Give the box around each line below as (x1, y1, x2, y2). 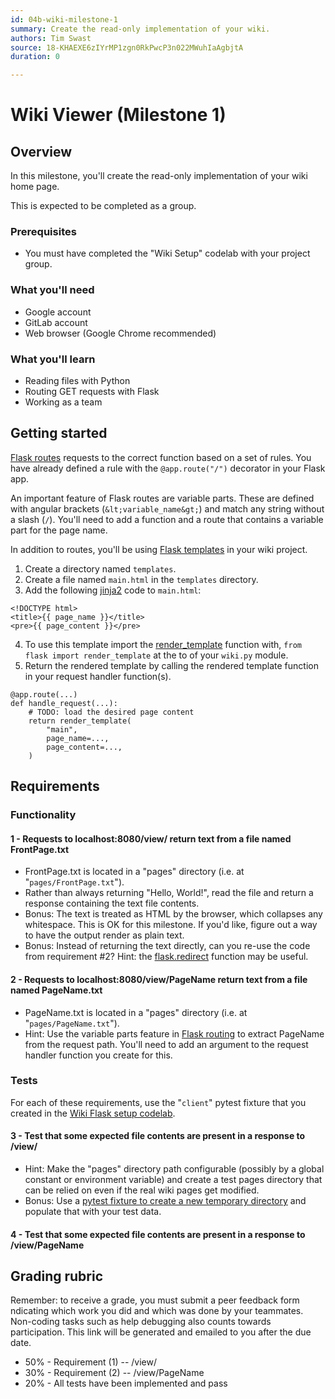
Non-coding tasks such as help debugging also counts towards (10, 1316, 272, 1328)
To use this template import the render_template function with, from (24, 638, 302, 650)
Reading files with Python (24, 375, 131, 387)
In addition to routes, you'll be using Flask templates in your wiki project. (10, 543, 308, 555)
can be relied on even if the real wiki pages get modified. (24, 1184, 260, 1196)
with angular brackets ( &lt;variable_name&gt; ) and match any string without (10, 502, 325, 515)
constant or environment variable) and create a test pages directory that (24, 1174, 323, 1186)
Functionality (10, 808, 77, 822)
